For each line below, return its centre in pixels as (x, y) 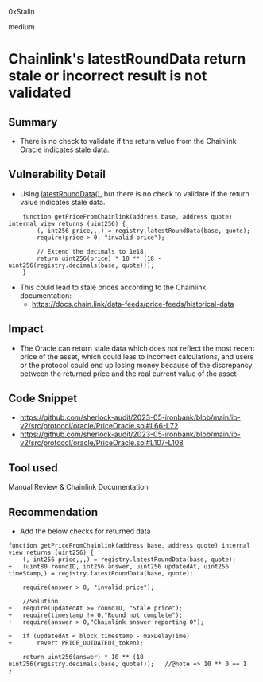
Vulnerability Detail (57, 174)
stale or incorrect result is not (108, 76)
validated (40, 93)
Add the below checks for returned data (85, 531)
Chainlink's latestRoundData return (127, 59)
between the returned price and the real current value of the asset (128, 374)
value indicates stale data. (62, 202)
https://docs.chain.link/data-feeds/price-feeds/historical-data (133, 304)
